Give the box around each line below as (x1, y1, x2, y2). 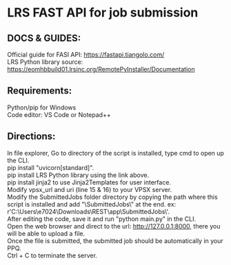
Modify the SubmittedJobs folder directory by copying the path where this (7, 193, 219, 201)
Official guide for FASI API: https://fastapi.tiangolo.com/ (7, 50, 165, 59)
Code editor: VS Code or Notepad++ (7, 110, 112, 118)
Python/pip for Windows (7, 103, 77, 112)
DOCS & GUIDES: (7, 32, 81, 44)
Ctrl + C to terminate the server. (7, 251, 98, 259)
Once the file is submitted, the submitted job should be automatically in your (7, 236, 224, 245)
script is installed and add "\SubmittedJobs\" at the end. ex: (7, 200, 177, 208)
